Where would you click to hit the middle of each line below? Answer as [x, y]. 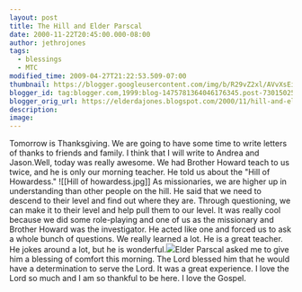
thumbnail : [30, 84]
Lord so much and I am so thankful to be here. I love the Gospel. [128, 279]
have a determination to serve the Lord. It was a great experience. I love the [149, 269]
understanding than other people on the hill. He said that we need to [136, 191]
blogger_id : [31, 93]
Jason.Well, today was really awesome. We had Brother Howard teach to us [150, 163]
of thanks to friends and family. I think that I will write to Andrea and [134, 153]
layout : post [34, 18]
